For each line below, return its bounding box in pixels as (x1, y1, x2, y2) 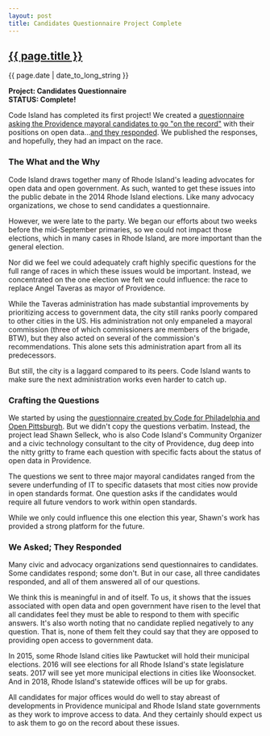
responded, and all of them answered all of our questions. (8, 577, 201, 587)
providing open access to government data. (8, 635, 154, 646)
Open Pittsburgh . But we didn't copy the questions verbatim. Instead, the (8, 421, 251, 431)
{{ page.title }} (8, 49, 83, 63)
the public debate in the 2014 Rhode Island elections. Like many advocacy (8, 191, 255, 202)
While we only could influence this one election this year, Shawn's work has (8, 512, 260, 522)
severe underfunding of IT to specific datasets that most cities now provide (8, 479, 258, 489)
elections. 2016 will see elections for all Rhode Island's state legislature (8, 659, 244, 670)
